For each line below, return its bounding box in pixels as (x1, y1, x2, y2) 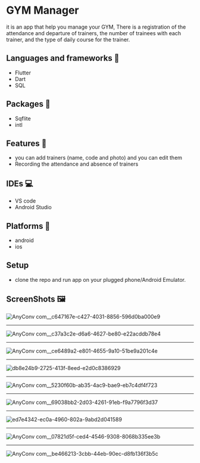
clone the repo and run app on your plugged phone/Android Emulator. (14, 276, 186, 283)
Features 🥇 (6, 138, 47, 148)
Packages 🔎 (6, 99, 51, 109)
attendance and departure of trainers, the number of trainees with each (6, 29, 182, 36)
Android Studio (14, 204, 52, 211)
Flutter (14, 69, 32, 76)
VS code (14, 197, 36, 204)
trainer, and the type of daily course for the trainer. (6, 36, 130, 43)
